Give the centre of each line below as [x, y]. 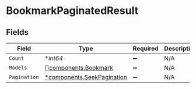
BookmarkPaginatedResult [72, 11]
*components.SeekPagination [86, 77]
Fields [17, 32]
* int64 [54, 58]
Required [146, 49]
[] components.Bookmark [79, 68]
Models [18, 68]
